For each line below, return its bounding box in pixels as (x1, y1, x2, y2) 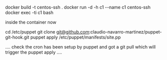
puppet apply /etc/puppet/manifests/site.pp (30, 34, 121, 40)
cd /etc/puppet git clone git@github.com (5, 29, 90, 34)
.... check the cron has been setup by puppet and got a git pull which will (5, 44, 156, 49)
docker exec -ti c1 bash (5, 9, 54, 15)
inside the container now (5, 19, 57, 25)
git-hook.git (5, 34, 30, 40)
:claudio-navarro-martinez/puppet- (89, 29, 162, 34)
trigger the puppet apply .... (5, 49, 62, 55)
